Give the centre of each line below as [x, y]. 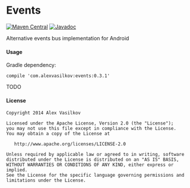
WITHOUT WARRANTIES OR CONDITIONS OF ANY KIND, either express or [90, 165]
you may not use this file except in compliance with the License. [91, 129]
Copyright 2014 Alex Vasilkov [44, 113]
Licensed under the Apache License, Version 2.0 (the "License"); [90, 123]
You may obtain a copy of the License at [58, 134]
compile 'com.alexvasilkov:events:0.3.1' [58, 76]
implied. [17, 170]
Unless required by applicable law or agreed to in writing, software [95, 155]
